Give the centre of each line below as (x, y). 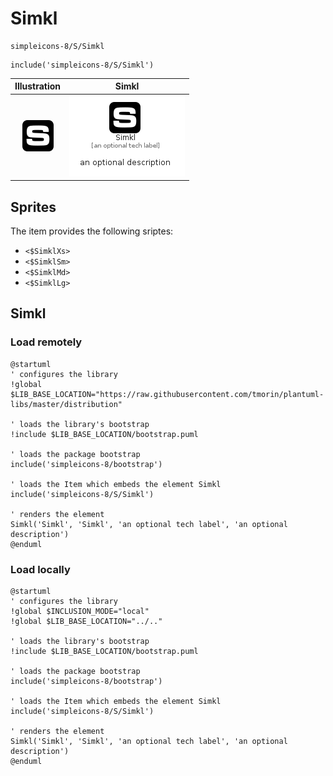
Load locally (40, 569)
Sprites (33, 207)
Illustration (38, 86)
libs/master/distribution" (66, 404)
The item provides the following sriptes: (92, 231)
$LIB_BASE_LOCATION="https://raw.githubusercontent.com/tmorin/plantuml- (167, 394)
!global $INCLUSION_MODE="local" (80, 611)
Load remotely (46, 342)
